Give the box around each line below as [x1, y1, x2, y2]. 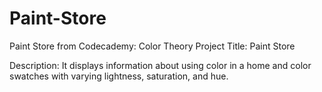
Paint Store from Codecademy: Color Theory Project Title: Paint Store [9, 40, 296, 52]
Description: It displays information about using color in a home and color [9, 59, 312, 71]
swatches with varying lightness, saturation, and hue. [9, 70, 229, 82]
